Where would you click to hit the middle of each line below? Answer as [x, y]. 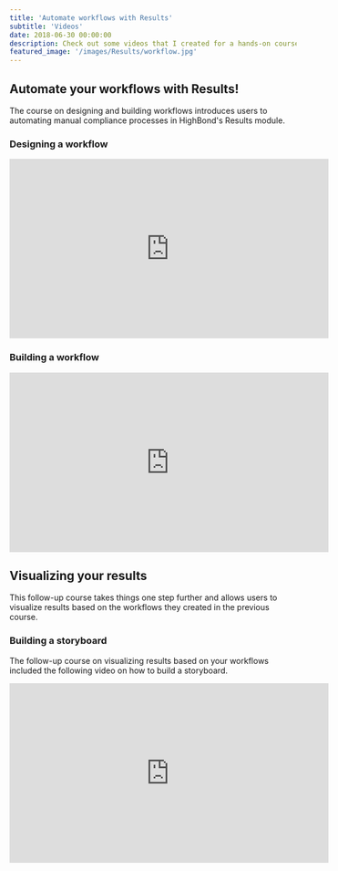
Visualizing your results [78, 575]
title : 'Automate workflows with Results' [91, 18]
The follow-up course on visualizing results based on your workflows [139, 660]
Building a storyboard [58, 641]
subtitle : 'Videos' [46, 26]
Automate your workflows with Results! [124, 89]
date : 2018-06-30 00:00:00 [61, 35]
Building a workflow [55, 358]
